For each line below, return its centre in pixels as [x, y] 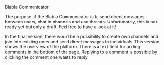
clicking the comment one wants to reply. [47, 57]
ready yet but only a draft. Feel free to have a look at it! [61, 27]
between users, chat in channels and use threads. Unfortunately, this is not [81, 22]
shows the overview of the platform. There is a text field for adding [73, 47]
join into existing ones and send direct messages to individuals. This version [82, 42]
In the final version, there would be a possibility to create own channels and [82, 36]
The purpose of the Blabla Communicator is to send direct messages [75, 16]
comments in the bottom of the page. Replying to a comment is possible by [81, 52]
